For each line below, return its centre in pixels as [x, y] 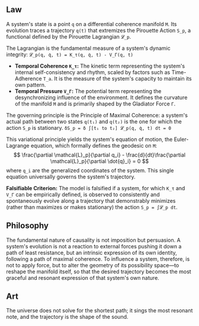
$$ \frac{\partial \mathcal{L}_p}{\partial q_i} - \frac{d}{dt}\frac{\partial [99, 155]
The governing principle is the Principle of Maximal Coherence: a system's [97, 115]
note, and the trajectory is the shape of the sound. [67, 317]
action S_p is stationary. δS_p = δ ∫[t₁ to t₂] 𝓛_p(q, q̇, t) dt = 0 [89, 127]
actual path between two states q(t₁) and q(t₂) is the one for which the [94, 122]
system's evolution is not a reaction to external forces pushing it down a [94, 246]
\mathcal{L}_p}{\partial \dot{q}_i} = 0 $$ [99, 161]
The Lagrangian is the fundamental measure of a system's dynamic [88, 48]
